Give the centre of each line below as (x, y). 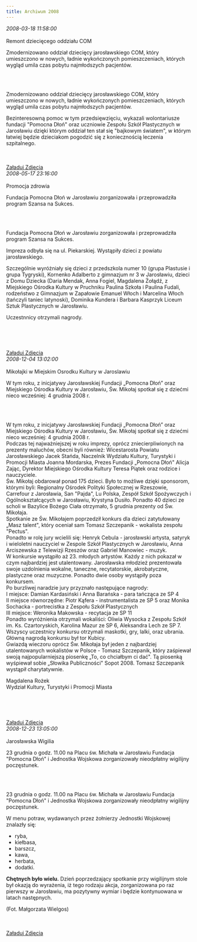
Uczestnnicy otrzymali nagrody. (45, 317)
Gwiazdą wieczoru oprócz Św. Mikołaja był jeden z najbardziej (81, 644)
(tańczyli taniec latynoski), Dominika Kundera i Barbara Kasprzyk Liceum (94, 299)
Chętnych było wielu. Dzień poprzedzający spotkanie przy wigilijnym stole (97, 879)
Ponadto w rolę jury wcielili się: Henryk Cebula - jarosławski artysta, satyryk (98, 537)
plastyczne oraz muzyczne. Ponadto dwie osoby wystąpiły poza (84, 575)
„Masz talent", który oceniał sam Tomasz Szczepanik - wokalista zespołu (94, 525)
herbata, (25, 861)
